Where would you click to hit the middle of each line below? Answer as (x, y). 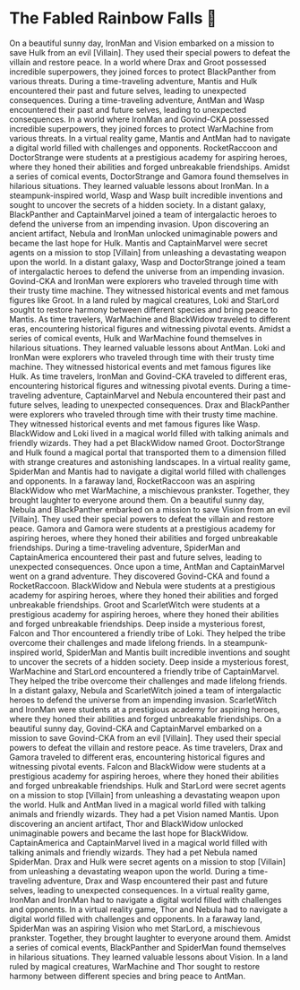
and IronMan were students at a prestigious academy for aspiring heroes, (145, 709)
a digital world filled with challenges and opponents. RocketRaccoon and (143, 148)
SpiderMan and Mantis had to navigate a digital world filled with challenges (148, 471)
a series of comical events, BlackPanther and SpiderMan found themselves (148, 947)
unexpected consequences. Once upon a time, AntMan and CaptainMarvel (147, 566)
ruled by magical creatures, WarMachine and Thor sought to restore (135, 966)
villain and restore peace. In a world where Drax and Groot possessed (138, 62)
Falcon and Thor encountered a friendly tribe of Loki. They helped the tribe (148, 633)
